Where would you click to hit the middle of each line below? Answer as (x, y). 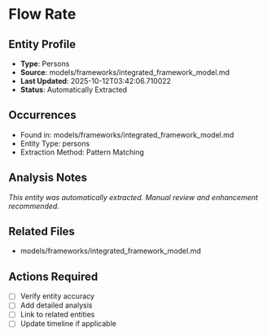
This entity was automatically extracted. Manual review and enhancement (133, 197)
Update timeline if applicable (68, 324)
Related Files (42, 231)
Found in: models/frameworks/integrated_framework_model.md (127, 134)
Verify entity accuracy (57, 296)
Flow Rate (42, 14)
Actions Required (53, 276)
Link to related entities (57, 315)
